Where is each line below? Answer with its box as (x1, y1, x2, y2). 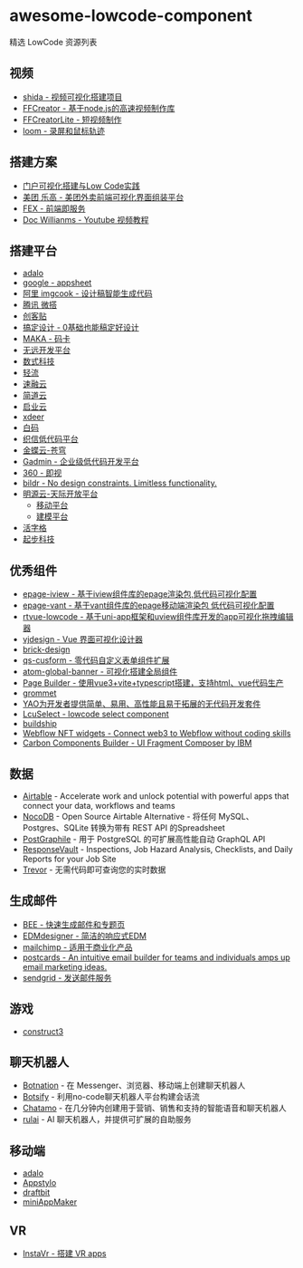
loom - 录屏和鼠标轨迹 (22, 125, 106, 136)
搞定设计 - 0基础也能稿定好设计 (22, 322, 139, 333)
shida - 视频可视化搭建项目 (22, 91, 123, 102)
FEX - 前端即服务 (22, 203, 86, 214)
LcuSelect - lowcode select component (22, 708, 169, 720)
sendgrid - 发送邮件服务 (22, 972, 112, 983)
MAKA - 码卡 (22, 333, 71, 344)
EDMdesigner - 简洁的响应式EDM (22, 930, 147, 941)
